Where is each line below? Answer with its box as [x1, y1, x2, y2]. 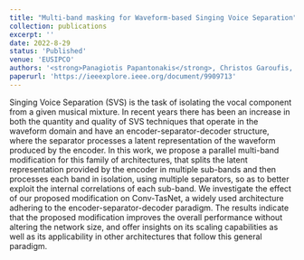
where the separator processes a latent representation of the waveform [9, 135, 276, 145]
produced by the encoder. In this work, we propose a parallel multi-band [9, 144, 280, 155]
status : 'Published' [9, 47, 88, 56]
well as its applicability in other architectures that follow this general [9, 231, 262, 242]
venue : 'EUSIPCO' [9, 55, 75, 64]
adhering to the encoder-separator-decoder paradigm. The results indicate [9, 202, 290, 213]
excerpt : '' [9, 30, 54, 39]
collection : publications [9, 22, 107, 31]
